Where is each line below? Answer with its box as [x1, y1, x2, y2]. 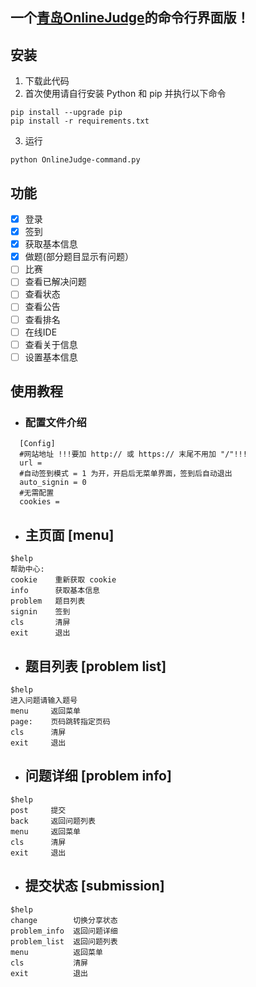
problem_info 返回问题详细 [10, 926, 118, 936]
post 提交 [10, 805, 67, 815]
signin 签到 [10, 607, 71, 617]
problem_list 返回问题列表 [10, 936, 118, 947]
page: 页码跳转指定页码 [10, 717, 111, 727]
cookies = [19, 497, 60, 507]
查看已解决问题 [24, 276, 87, 288]
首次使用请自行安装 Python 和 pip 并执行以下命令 [24, 88, 227, 100]
